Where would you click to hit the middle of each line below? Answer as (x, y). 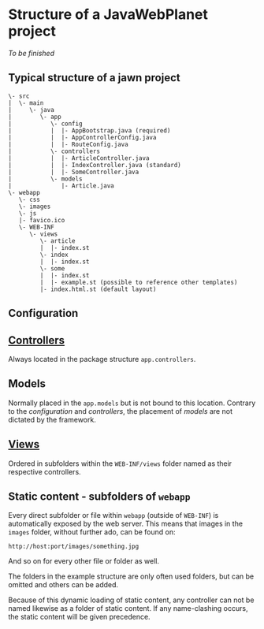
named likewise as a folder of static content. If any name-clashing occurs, (128, 609)
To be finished (32, 53)
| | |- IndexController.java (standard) (95, 165)
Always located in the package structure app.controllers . (102, 359)
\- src (19, 96)
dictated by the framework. (52, 419)
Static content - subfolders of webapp (99, 496)
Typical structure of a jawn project (94, 78)
